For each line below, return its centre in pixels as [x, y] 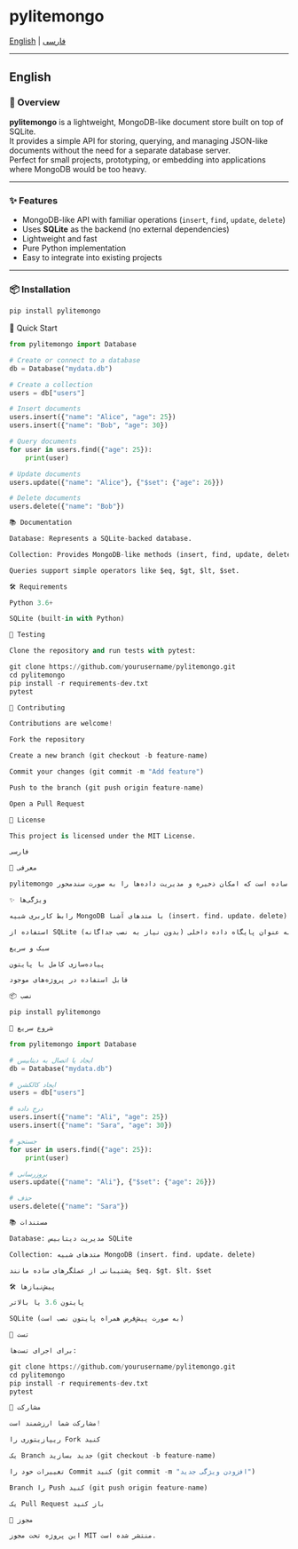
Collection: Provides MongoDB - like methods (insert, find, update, [137, 554]
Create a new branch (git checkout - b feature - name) [109, 756]
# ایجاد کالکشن [32, 1084]
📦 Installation [40, 289]
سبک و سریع [29, 948]
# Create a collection [51, 385]
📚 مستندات [29, 1223]
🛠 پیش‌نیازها [32, 1287]
